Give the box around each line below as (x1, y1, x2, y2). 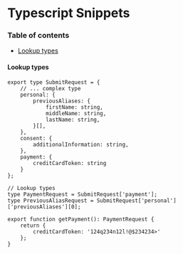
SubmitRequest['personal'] (96, 197, 177, 204)
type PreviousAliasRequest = (7, 197, 94, 204)
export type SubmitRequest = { (7, 78, 100, 86)
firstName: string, (45, 103, 103, 111)
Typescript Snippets (7, 5, 130, 21)
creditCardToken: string (33, 159, 107, 166)
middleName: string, (45, 110, 107, 117)
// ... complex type (20, 85, 81, 92)
